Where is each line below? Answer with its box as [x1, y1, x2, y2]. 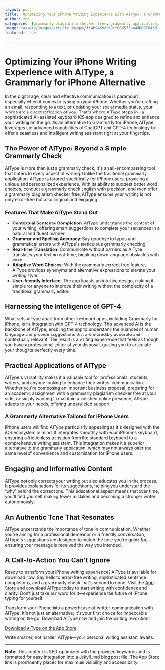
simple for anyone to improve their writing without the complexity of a [12, 283, 153, 289]
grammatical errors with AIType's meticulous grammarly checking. [12, 241, 147, 247]
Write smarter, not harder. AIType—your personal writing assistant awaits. [5, 634, 155, 640]
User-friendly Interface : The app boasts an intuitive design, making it [12, 278, 154, 284]
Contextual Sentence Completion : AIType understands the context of [12, 220, 155, 226]
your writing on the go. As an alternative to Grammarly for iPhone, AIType [5, 119, 154, 125]
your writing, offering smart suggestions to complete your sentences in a [12, 225, 160, 231]
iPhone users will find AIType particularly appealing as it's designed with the [5, 424, 160, 430]
